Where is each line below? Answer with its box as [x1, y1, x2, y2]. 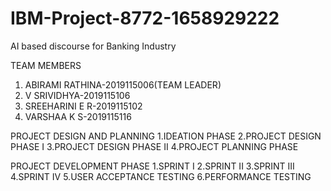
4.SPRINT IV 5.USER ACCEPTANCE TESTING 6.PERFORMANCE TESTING [10, 170, 312, 182]
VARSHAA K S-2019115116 [24, 110, 132, 122]
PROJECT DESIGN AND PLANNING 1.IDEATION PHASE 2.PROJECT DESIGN [10, 130, 322, 142]
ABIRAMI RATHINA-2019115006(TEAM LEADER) [24, 78, 222, 91]
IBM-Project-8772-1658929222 [10, 7, 280, 30]
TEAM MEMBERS [10, 59, 82, 71]
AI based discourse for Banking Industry [10, 40, 177, 52]
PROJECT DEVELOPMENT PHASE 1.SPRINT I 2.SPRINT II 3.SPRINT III [10, 160, 295, 172]
